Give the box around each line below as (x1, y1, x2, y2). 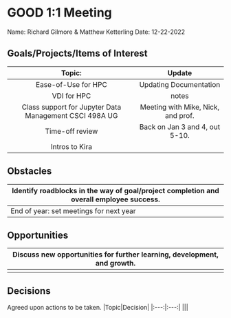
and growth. (95, 259, 136, 268)
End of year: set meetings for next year (10, 206, 136, 215)
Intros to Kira (50, 141, 93, 151)
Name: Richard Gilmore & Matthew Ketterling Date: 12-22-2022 (7, 28, 186, 36)
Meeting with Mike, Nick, (140, 102, 220, 112)
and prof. (164, 110, 195, 120)
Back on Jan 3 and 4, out (139, 122, 221, 132)
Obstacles (7, 166, 52, 177)
